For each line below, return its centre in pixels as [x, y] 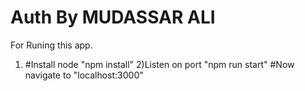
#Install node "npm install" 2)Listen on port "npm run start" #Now [159, 64]
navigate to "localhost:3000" [84, 75]
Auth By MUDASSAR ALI [113, 17]
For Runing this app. [51, 45]
